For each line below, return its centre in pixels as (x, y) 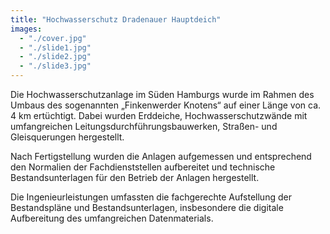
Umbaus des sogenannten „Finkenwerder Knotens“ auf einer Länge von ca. (166, 105)
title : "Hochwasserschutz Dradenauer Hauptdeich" (116, 19)
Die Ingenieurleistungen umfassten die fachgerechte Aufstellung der (151, 197)
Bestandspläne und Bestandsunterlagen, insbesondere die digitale (147, 207)
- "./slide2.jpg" (55, 57)
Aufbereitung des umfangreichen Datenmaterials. (112, 218)
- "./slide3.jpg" (55, 66)
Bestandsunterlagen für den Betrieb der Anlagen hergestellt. (135, 177)
